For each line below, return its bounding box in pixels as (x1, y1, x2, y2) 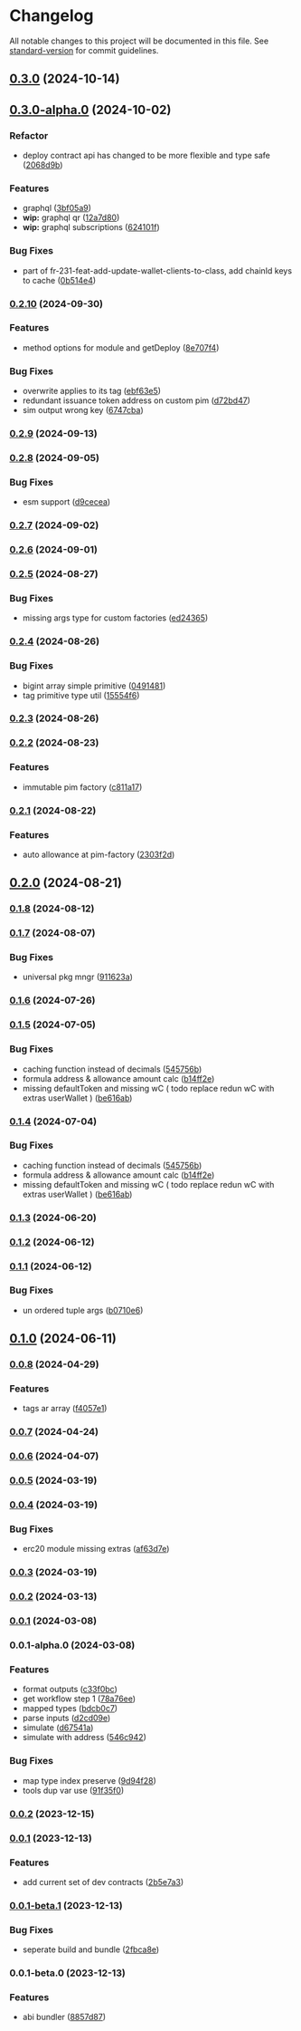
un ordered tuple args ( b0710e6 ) (22, 1304, 144, 1315)
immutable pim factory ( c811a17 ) (22, 781, 143, 793)
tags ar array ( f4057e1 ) (22, 1403, 108, 1414)
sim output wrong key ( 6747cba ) (22, 405, 144, 416)
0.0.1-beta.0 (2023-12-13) (9, 1967, 127, 1979)
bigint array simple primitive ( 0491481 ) (22, 680, 166, 691)
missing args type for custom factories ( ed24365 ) (22, 612, 209, 623)
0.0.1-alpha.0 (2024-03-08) (9, 1639, 136, 1651)
